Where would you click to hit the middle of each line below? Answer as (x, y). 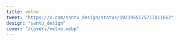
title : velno (23, 12)
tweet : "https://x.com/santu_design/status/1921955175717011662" (90, 17)
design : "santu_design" (36, 23)
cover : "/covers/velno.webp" (43, 29)
